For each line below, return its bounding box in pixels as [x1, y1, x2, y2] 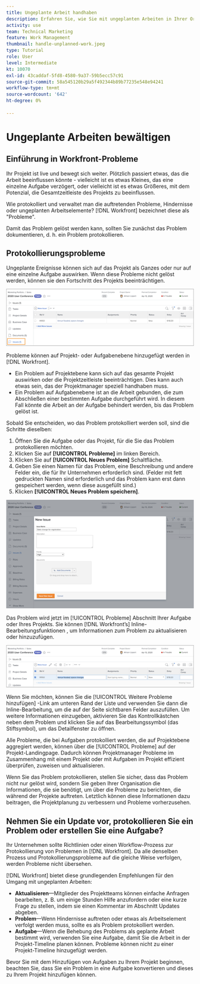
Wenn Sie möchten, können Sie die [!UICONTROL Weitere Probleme [6, 694, 173, 701]
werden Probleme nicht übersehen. [6, 861, 93, 867]
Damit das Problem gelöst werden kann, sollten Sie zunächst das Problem [6, 224, 187, 232]
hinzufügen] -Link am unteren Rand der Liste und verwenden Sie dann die [6, 700, 187, 707]
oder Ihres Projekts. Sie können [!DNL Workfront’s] [6, 621, 130, 628]
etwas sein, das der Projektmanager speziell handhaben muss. [14, 382, 169, 389]
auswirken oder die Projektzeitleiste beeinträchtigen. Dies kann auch [14, 376, 183, 383]
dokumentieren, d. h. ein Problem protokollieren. [6, 231, 124, 238]
